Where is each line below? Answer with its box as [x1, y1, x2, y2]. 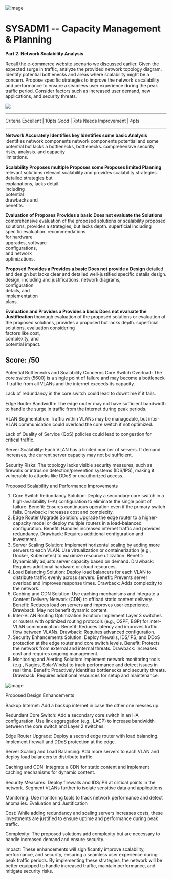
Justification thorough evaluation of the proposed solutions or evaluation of [5, 313, 166, 320]
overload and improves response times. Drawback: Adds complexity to [12, 580, 162, 586]
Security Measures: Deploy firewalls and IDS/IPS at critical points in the [5, 779, 156, 785]
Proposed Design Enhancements [5, 692, 75, 698]
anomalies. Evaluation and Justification [5, 800, 88, 806]
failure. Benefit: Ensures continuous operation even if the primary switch [12, 503, 165, 510]
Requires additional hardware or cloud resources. [12, 563, 117, 569]
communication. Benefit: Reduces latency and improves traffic [26, 623, 158, 629]
